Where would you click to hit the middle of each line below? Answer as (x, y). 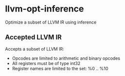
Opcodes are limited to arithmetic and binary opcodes (66, 58)
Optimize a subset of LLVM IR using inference (51, 22)
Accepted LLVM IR (33, 37)
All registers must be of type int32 (46, 63)
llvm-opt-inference (45, 9)
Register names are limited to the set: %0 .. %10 (60, 68)
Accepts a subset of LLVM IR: (35, 49)
